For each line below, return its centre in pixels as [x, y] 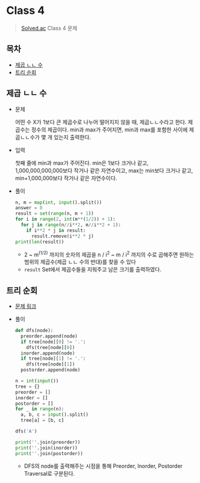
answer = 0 [29, 208]
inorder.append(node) [48, 353]
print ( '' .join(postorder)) [49, 453]
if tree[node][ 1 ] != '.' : [53, 359]
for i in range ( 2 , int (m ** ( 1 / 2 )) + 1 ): [65, 219]
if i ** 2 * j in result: [56, 230]
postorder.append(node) [50, 370]
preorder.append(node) [49, 336]
